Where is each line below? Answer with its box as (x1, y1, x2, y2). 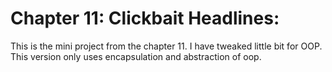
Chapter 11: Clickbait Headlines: (10, 7, 280, 30)
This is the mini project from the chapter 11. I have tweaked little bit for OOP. (10, 40, 323, 52)
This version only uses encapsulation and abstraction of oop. (10, 50, 262, 62)
